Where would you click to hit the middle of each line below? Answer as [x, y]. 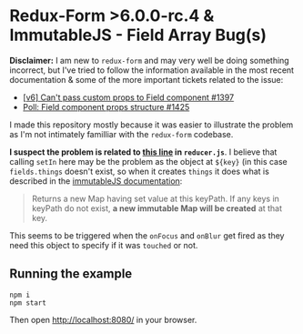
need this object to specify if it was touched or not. [104, 245]
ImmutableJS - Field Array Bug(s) [138, 35]
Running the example [71, 274]
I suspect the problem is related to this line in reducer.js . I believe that [143, 152]
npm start [28, 303]
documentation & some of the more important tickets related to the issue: [146, 79]
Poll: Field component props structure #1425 [106, 106]
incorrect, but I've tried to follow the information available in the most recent [151, 70]
